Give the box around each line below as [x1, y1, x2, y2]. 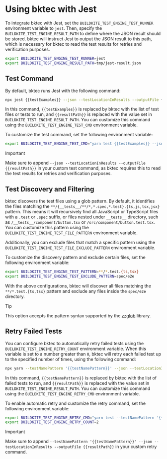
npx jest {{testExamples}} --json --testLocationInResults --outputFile [5, 97, 159, 102]
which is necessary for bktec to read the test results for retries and [5, 41, 142, 47]
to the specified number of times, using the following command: [5, 356, 136, 362]
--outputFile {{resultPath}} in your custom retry [54, 444, 157, 450]
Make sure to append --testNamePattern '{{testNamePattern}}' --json [5, 439, 153, 445]
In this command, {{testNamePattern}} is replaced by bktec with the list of [5, 374, 157, 381]
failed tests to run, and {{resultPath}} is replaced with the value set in [5, 380, 150, 386]
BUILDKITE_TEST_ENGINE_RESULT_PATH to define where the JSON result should [5, 30, 161, 36]
